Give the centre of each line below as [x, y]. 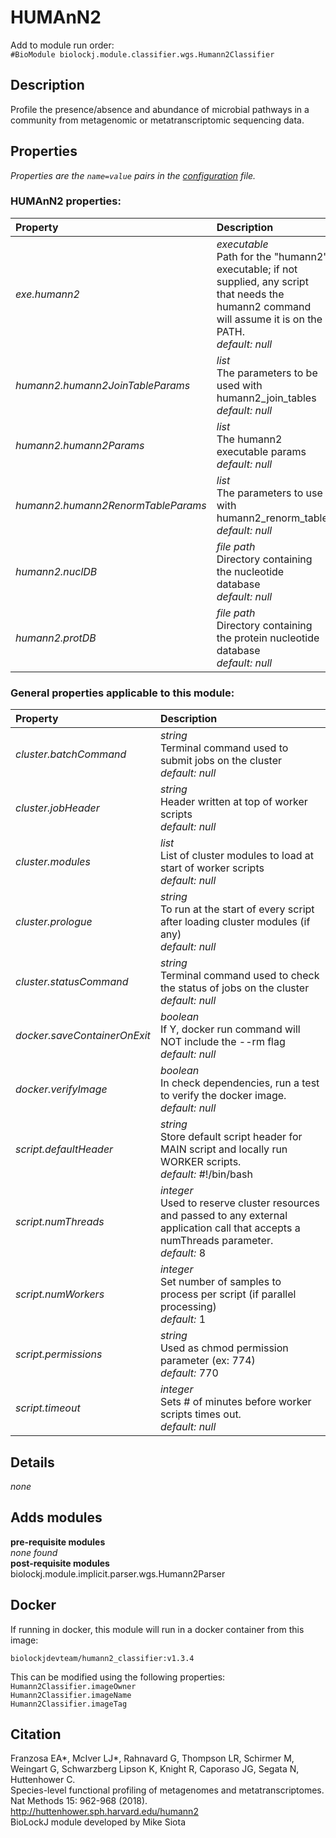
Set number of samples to [220, 1282]
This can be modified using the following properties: [118, 1677]
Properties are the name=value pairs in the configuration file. [133, 175]
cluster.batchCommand [71, 754]
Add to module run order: [62, 45]
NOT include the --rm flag [222, 1042]
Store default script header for [231, 1137]
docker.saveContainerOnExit [83, 1036]
